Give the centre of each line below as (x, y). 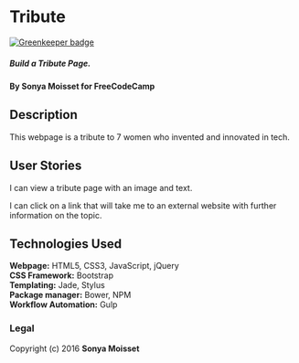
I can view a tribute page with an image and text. (101, 187)
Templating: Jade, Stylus (57, 285)
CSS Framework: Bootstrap (62, 275)
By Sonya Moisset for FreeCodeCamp (82, 86)
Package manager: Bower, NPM (70, 295)
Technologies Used (65, 244)
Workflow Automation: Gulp (64, 304)
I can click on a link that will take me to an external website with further (143, 205)
